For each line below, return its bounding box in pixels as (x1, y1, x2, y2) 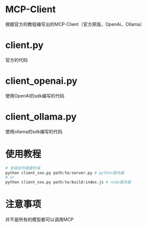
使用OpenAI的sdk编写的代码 (5, 93, 65, 99)
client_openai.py (5, 75, 78, 87)
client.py (5, 39, 44, 51)
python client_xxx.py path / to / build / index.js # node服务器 (5, 180, 131, 185)
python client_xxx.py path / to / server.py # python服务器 (5, 170, 125, 175)
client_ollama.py (5, 111, 77, 122)
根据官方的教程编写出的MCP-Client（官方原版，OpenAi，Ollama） (5, 21, 144, 27)
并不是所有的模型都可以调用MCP (5, 216, 74, 223)
